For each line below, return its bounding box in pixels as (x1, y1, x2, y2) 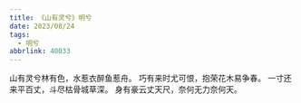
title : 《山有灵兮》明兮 (9, 13, 92, 23)
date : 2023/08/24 (9, 22, 75, 31)
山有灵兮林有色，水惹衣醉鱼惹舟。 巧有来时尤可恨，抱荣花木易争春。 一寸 (9, 73, 284, 84)
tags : (9, 30, 30, 39)
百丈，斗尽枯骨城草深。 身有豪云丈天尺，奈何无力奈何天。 (24, 84, 242, 95)
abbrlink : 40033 (9, 47, 71, 56)
